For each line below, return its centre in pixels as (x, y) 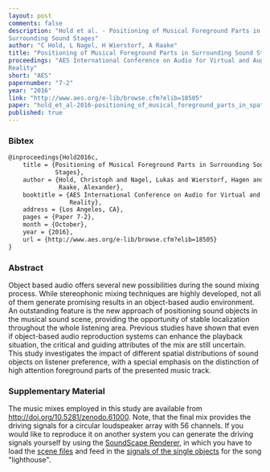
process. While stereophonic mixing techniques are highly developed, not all (135, 293)
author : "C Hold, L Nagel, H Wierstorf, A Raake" (93, 46)
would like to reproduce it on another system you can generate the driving (131, 434)
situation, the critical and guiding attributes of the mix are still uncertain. (127, 344)
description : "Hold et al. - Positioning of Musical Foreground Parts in (135, 31)
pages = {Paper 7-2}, (59, 218)
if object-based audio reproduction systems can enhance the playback (126, 336)
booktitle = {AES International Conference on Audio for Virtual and (142, 195)
